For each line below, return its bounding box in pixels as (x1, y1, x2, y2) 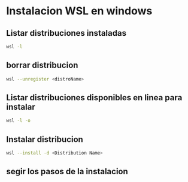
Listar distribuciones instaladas (6, 28, 127, 38)
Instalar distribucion (6, 134, 84, 144)
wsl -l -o (6, 118, 31, 124)
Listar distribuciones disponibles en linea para (6, 92, 183, 103)
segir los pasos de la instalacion (6, 166, 129, 177)
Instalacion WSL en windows (6, 4, 153, 18)
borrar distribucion (6, 60, 78, 70)
